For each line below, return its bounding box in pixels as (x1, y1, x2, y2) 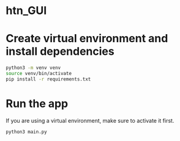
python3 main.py (6, 129, 47, 135)
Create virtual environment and (6, 32, 168, 46)
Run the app (6, 96, 69, 110)
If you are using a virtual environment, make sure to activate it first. (6, 117, 174, 124)
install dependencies (6, 45, 114, 59)
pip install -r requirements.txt (6, 76, 91, 82)
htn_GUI (6, 4, 47, 18)
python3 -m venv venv (6, 65, 61, 71)
